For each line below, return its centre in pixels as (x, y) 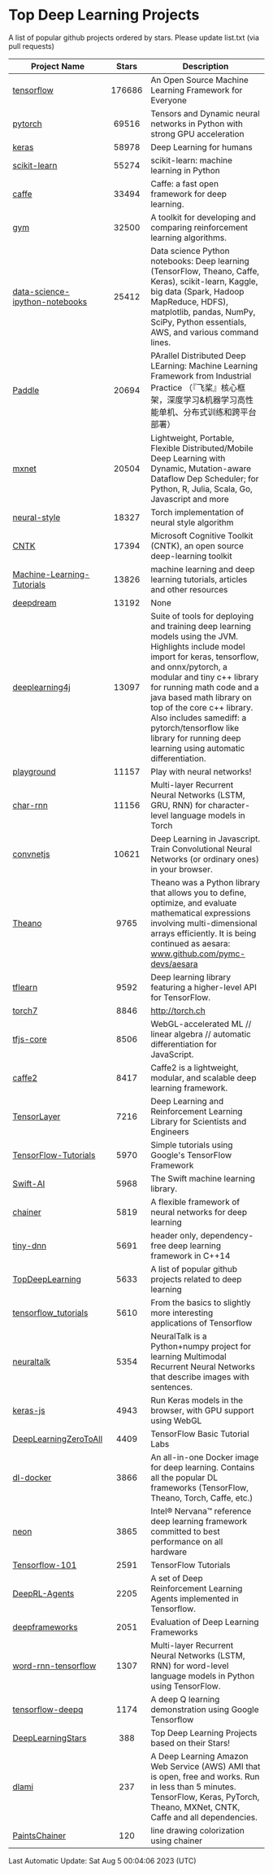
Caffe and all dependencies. (204, 1817)
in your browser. (181, 869)
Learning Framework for (196, 90)
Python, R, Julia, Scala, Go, (201, 488)
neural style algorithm (192, 522)
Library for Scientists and (198, 1121)
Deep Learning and (187, 1101)
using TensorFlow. (185, 1686)
